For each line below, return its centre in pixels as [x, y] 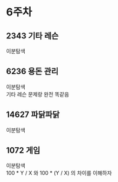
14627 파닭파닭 [33, 115]
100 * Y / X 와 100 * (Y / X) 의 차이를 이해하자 [59, 173]
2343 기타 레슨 [32, 36]
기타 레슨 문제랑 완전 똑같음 [38, 94]
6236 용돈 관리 [32, 71]
